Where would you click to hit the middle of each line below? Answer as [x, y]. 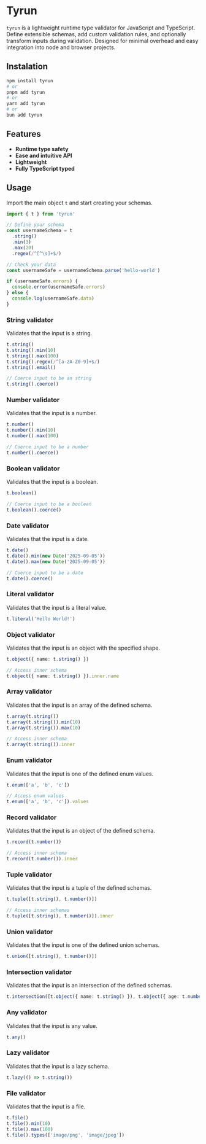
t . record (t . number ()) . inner [42, 859]
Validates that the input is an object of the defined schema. [81, 831]
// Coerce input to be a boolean [49, 504]
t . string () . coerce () [33, 384]
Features [24, 134]
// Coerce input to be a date [45, 573]
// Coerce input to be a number [48, 447]
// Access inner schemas [38, 910]
